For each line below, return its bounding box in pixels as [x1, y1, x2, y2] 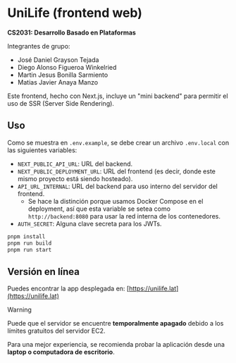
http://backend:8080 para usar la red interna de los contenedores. [27, 211, 221, 220]
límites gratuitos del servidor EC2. [7, 326, 106, 336]
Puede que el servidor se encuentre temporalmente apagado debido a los [7, 319, 224, 328]
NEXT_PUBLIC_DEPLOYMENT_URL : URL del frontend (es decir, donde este [17, 167, 216, 176]
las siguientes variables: [7, 146, 77, 154]
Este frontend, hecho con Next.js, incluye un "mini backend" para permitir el [7, 92, 228, 100]
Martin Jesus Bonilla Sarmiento [17, 70, 108, 79]
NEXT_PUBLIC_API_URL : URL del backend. [17, 159, 133, 168]
